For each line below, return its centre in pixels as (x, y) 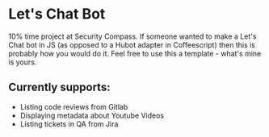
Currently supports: (59, 87)
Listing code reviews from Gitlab (74, 106)
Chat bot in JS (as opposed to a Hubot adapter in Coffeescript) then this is (132, 44)
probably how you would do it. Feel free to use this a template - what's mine (135, 53)
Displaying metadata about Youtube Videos (92, 115)
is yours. (23, 62)
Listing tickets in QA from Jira (69, 124)
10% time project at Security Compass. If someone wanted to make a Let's (132, 36)
